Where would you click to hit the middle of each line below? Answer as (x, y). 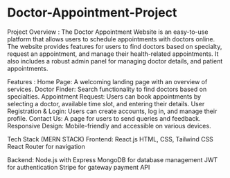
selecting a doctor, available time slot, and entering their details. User (106, 103)
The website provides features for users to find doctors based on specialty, (115, 46)
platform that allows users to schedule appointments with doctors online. (111, 39)
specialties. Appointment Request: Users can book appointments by (104, 96)
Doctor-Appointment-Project (92, 13)
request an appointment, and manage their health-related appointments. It (113, 54)
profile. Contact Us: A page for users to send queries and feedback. (104, 118)
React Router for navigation (46, 146)
